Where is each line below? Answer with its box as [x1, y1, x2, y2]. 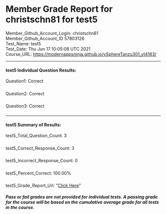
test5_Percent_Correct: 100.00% [5, 170, 71, 176]
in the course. [5, 204, 35, 210]
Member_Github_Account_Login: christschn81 [5, 30, 99, 36]
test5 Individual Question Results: [5, 67, 77, 73]
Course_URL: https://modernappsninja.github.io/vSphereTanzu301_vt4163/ [5, 51, 157, 57]
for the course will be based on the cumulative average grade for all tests [5, 199, 159, 205]
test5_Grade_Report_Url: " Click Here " [5, 182, 81, 188]
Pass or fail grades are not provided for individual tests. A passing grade [5, 194, 158, 200]
